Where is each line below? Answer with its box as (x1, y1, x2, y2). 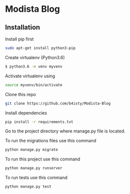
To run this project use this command (5, 156, 80, 162)
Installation (5, 23, 40, 32)
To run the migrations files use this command (5, 138, 97, 144)
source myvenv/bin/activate (5, 82, 63, 87)
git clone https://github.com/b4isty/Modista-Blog (5, 101, 111, 106)
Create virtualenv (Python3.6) (5, 54, 65, 60)
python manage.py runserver (5, 166, 63, 171)
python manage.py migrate (5, 147, 58, 152)
